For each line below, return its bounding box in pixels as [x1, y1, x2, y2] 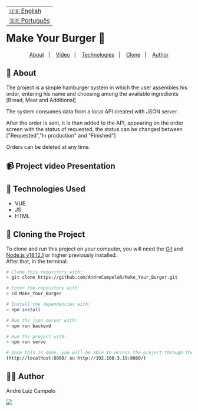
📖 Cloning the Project [6, 230, 85, 240]
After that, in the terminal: [6, 257, 68, 265]
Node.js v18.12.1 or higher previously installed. [6, 251, 117, 259]
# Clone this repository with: [6, 269, 83, 275]
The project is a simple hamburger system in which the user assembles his [6, 84, 187, 91]
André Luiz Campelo [6, 387, 56, 394]
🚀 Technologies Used [6, 184, 85, 194]
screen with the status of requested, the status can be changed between [6, 125, 183, 132]
